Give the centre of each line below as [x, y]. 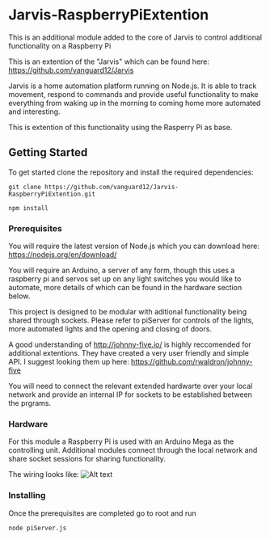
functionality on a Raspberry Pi [60, 45]
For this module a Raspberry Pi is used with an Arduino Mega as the [121, 441]
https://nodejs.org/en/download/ [63, 255]
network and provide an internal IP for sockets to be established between [131, 394]
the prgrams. [30, 403]
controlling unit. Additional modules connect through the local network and [133, 450]
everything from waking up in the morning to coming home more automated [135, 103]
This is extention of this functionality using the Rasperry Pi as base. [120, 127]
